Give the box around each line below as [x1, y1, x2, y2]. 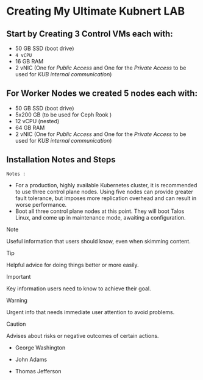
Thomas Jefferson [15, 367, 62, 375]
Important [6, 273, 31, 280]
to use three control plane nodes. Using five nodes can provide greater [15, 188, 193, 195]
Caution [6, 320, 26, 328]
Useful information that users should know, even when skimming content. [6, 237, 191, 245]
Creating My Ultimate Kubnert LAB [6, 4, 185, 18]
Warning [6, 296, 27, 304]
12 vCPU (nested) [15, 117, 60, 124]
